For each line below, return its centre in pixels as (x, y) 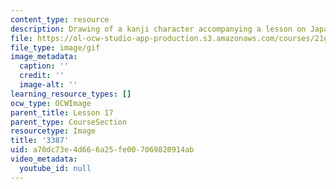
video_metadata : (44, 159)
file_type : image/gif (55, 47)
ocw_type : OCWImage (51, 103)
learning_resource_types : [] (71, 94)
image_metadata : (44, 57)
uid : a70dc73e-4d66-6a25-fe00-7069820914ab (102, 150)
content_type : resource (60, 19)
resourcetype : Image (53, 131)
